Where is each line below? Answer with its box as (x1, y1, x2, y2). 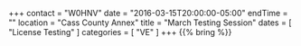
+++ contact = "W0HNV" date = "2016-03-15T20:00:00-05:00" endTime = (8, 8, 288, 18)
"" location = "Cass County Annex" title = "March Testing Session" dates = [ (8, 17, 292, 28)
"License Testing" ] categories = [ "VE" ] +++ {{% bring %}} (8, 27, 232, 37)
